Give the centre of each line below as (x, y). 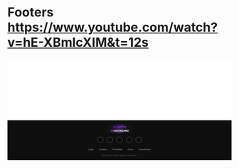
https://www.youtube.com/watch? (113, 27)
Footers (31, 12)
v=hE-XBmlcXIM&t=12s (78, 43)
